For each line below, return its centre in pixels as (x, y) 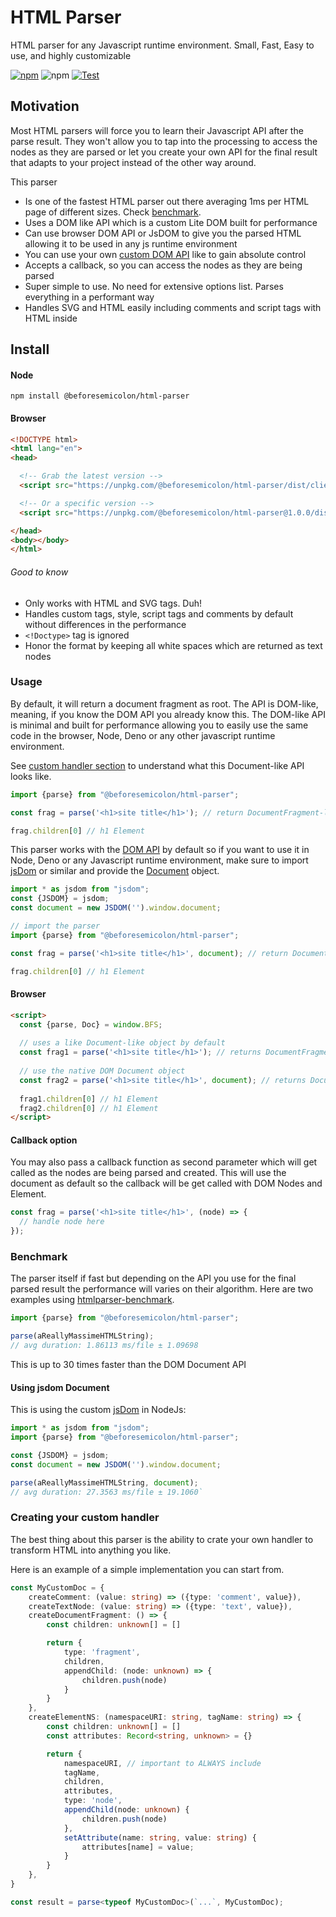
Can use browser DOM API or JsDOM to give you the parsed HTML (163, 233)
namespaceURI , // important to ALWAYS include (162, 1763)
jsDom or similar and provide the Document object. (115, 871)
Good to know (39, 572)
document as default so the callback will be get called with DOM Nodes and (166, 1183)
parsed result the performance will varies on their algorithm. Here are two (162, 1289)
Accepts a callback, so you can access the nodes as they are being (163, 265)
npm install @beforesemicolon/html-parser (100, 396)
